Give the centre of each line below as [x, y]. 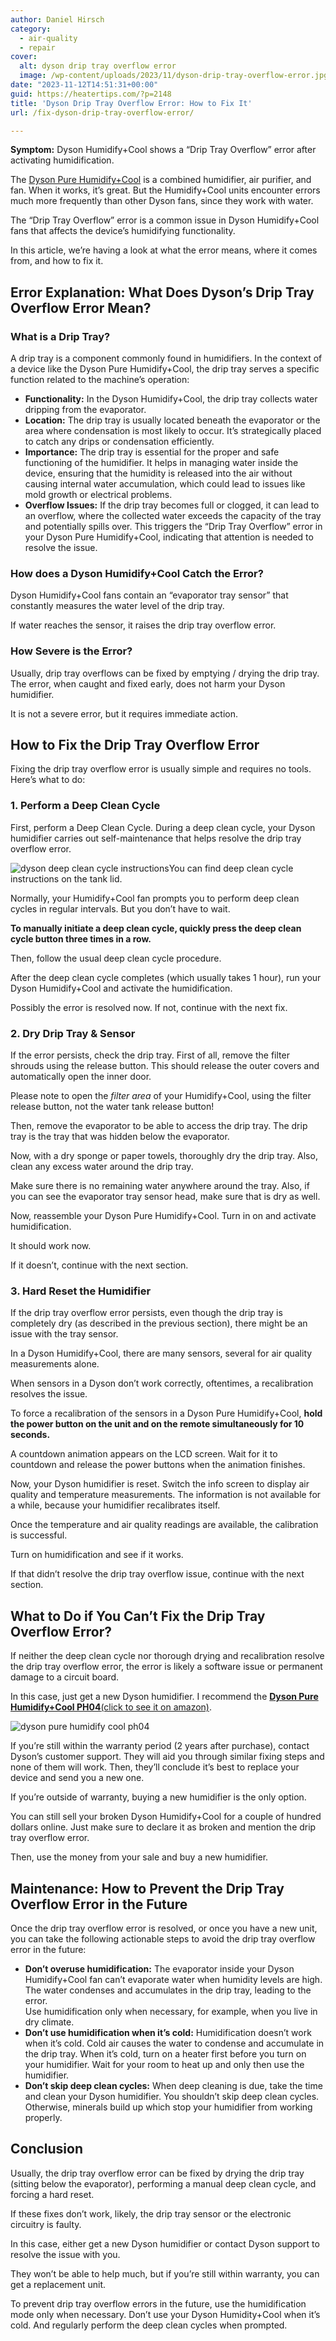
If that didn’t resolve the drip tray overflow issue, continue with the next [157, 1574]
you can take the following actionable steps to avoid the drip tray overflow [163, 1938]
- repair [37, 47]
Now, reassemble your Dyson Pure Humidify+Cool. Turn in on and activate [163, 1216]
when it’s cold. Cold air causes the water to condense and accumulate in [174, 2043]
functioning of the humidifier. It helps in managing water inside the [161, 463]
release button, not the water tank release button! [112, 1107]
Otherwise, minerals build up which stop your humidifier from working [168, 2107]
